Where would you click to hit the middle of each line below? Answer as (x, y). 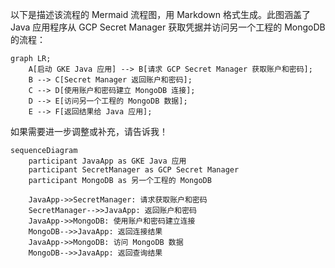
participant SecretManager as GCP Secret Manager (134, 170)
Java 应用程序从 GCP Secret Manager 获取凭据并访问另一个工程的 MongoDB (168, 27)
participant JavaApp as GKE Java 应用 (107, 161)
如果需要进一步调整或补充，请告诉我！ (89, 131)
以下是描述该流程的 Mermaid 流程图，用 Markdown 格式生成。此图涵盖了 (160, 14)
